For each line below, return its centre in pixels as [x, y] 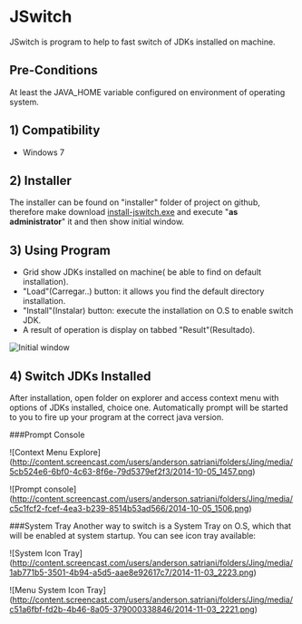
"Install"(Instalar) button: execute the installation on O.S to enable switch [158, 311]
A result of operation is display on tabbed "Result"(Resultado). [139, 330]
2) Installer [41, 180]
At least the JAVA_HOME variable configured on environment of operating [147, 92]
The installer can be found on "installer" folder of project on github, [135, 202]
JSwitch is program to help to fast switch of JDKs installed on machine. [142, 42]
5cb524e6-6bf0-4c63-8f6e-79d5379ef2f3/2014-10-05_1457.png [131, 472]
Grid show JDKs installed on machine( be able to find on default [141, 272]
